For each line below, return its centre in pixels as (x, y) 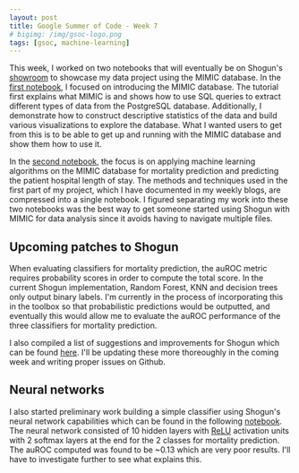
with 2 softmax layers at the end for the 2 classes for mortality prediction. (145, 440)
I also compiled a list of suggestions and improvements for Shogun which (145, 343)
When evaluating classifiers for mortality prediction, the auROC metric (138, 269)
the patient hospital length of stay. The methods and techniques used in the (149, 181)
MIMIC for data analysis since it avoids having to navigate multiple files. (141, 219)
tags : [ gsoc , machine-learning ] (69, 43)
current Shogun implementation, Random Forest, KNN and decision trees (144, 288)
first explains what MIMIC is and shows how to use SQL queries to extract (145, 97)
